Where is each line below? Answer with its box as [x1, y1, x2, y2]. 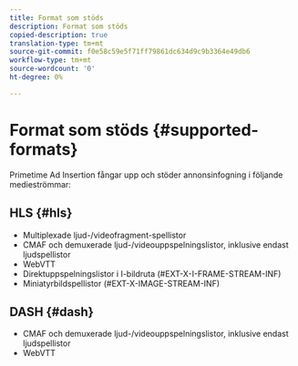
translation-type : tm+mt [9, 38, 104, 48]
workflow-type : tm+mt [9, 56, 92, 65]
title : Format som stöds [9, 13, 104, 23]
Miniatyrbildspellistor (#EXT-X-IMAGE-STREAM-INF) [22, 278, 221, 289]
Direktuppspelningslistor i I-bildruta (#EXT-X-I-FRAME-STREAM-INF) [22, 268, 282, 279]
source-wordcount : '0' [9, 65, 96, 74]
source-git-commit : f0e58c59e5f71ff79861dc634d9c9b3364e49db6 [9, 47, 251, 56]
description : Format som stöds [9, 22, 128, 31]
